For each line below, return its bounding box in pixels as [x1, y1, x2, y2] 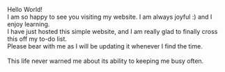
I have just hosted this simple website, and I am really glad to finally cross [7, 28, 218, 35]
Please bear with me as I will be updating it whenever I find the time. [7, 42, 203, 50]
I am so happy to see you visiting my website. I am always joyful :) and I [7, 12, 212, 21]
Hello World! [7, 6, 43, 13]
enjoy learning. [7, 20, 50, 28]
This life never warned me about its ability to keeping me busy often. [7, 57, 204, 65]
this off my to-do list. [7, 35, 68, 43]
